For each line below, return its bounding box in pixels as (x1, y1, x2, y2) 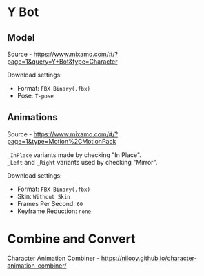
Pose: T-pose (17, 91, 54, 100)
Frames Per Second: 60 (17, 199, 83, 208)
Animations (7, 111, 58, 123)
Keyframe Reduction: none (17, 207, 92, 215)
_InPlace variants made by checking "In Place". (7, 150, 141, 159)
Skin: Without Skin (17, 192, 71, 201)
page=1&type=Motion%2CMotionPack (7, 137, 116, 145)
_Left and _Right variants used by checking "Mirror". (7, 158, 158, 166)
